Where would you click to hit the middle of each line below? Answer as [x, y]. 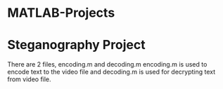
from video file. [29, 79]
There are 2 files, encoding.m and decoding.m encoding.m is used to [107, 64]
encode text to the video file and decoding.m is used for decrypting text [111, 72]
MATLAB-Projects [61, 13]
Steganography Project [76, 45]
